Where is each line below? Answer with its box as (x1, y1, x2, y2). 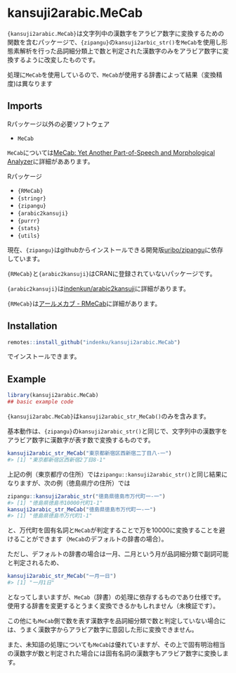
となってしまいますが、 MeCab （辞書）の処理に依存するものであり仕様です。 (7, 593, 225, 601)
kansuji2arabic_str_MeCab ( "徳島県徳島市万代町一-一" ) (7, 505, 157, 513)
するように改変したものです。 (13, 55, 100, 64)
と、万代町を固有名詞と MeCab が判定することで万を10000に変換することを (7, 526, 219, 534)
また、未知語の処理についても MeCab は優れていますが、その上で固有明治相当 (7, 641, 225, 648)
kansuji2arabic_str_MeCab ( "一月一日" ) (7, 572, 117, 580)
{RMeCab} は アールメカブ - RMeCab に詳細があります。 (7, 299, 162, 308)
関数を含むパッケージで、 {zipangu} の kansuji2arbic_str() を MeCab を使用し (7, 37, 222, 46)
